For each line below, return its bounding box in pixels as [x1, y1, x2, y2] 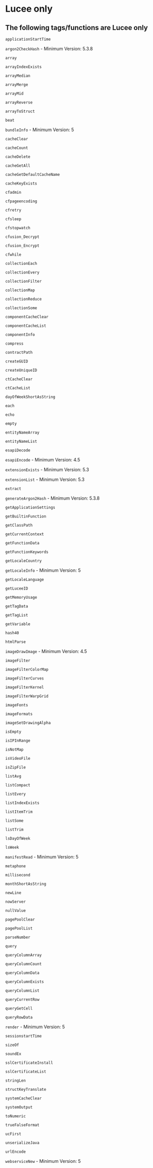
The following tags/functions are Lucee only [5, 23, 148, 32]
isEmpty [5, 729, 22, 734]
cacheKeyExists [5, 181, 37, 186]
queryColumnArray [5, 952, 42, 958]
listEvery [5, 791, 26, 796]
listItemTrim [5, 809, 33, 814]
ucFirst [5, 1131, 22, 1136]
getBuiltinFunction [5, 514, 47, 519]
